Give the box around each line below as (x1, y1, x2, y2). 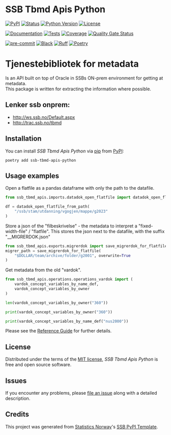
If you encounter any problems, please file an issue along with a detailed (5, 390, 157, 396)
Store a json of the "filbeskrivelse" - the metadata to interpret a (5, 223, 137, 229)
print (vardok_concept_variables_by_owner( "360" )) (5, 310, 113, 315)
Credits (5, 410, 30, 419)
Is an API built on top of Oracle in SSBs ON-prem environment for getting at (5, 75, 163, 81)
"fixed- (138, 223, 154, 229)
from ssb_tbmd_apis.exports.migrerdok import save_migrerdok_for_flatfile (5, 243, 167, 248)
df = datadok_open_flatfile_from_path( (5, 204, 90, 210)
